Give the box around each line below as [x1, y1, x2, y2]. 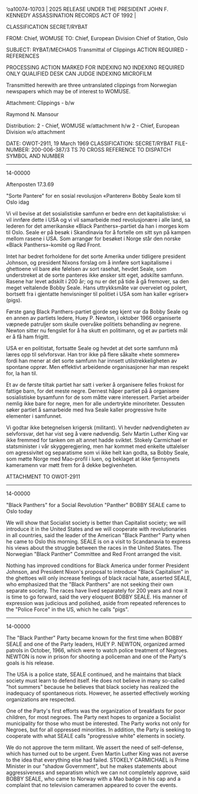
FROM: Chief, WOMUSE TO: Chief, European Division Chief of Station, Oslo [6, 35, 189, 41]
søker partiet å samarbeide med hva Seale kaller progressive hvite [6, 406, 167, 413]
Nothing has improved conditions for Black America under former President [6, 562, 190, 569]
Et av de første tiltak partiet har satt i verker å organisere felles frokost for [6, 381, 184, 388]
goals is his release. [6, 659, 54, 666]
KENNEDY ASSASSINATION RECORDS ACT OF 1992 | [6, 12, 137, 19]
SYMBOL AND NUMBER [6, 152, 65, 159]
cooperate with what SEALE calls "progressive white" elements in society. [6, 733, 186, 739]
